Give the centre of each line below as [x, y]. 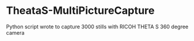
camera [15, 32]
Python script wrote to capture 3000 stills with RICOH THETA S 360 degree [97, 27]
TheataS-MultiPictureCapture [80, 11]
